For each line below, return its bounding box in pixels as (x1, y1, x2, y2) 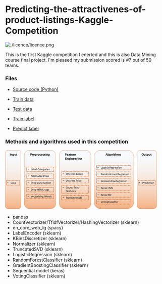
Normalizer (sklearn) (12, 241, 56, 247)
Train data (12, 96, 34, 102)
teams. (5, 62, 20, 68)
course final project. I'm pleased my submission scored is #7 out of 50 (5, 57, 152, 63)
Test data (12, 106, 32, 112)
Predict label (12, 125, 39, 132)
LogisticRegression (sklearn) (12, 252, 72, 258)
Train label (12, 116, 35, 122)
